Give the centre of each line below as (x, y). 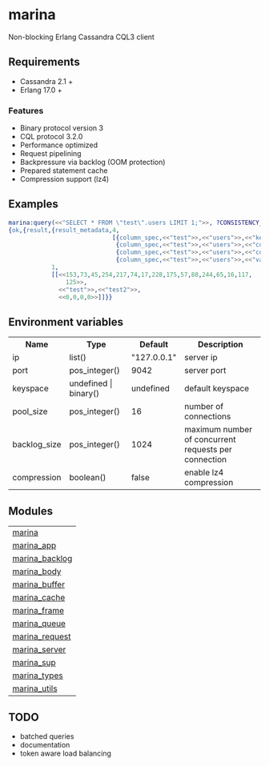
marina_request (42, 636)
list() (78, 358)
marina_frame (38, 611)
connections (207, 416)
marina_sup (34, 663)
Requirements (44, 62)
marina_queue (39, 624)
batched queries (47, 736)
